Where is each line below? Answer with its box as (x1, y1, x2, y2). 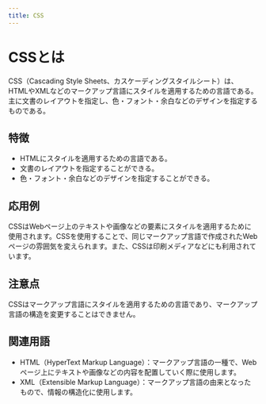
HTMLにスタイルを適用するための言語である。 (19, 154, 172, 164)
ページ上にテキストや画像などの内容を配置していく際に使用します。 (19, 367, 241, 377)
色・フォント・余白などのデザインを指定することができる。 (19, 174, 215, 183)
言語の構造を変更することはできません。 (8, 310, 140, 318)
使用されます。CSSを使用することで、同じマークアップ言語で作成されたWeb (8, 232, 258, 241)
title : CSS (8, 11, 44, 20)
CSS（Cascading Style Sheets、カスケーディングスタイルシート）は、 (8, 76, 239, 86)
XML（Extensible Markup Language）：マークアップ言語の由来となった (19, 377, 252, 387)
